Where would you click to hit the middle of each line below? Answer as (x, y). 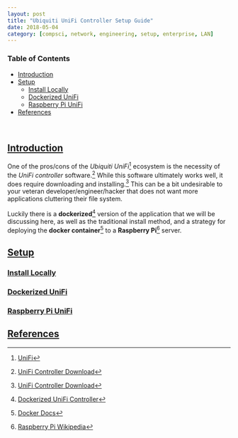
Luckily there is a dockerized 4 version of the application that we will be (112, 213)
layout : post (27, 14)
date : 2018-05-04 (33, 27)
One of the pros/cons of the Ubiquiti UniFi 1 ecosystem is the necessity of (114, 166)
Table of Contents (39, 59)
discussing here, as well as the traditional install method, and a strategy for (117, 221)
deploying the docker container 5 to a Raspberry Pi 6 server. (95, 230)
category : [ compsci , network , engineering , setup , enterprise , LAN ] (110, 34)
